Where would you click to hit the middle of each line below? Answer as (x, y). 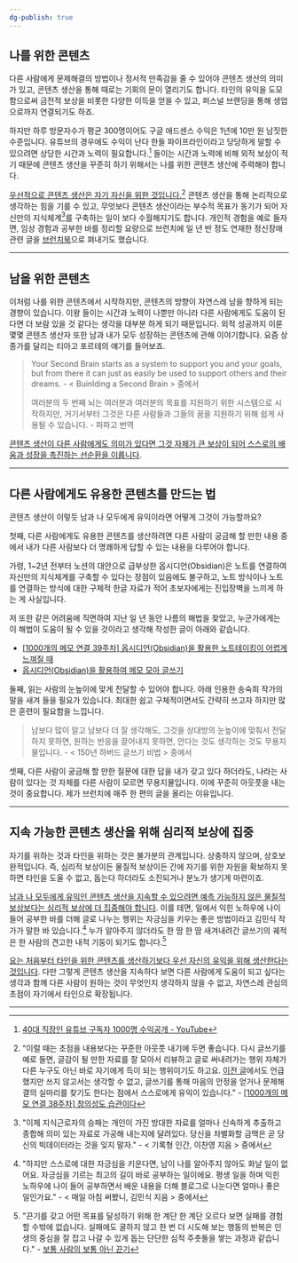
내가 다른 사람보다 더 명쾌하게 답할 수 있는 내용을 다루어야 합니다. (137, 547)
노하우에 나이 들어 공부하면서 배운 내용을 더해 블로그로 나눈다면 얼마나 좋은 (151, 1186)
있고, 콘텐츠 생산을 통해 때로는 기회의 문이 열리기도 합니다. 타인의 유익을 (142, 90)
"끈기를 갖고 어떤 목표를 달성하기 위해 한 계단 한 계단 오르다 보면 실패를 (144, 1216)
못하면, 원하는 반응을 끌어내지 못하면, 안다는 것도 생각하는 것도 (155, 742)
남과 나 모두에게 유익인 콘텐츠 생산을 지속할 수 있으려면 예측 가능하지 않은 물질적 (148, 896)
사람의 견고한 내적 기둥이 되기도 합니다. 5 (97, 941)
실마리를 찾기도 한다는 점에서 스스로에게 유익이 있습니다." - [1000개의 (159, 1092)
